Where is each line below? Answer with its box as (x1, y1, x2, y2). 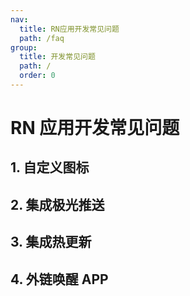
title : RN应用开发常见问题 (19, 24, 120, 34)
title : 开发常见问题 (19, 52, 96, 62)
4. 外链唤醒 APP (10, 271, 109, 288)
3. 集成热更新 (10, 234, 92, 251)
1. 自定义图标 (10, 159, 90, 176)
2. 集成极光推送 (10, 196, 105, 213)
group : (10, 42, 38, 53)
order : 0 (19, 71, 56, 81)
